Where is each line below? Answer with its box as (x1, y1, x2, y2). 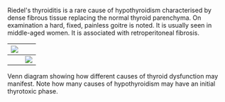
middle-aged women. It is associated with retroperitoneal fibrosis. (7, 28, 200, 37)
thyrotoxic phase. (7, 87, 58, 95)
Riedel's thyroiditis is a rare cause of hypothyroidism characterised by (7, 6, 212, 14)
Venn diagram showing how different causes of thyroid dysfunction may (7, 72, 219, 80)
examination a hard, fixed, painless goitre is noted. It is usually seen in (7, 21, 212, 29)
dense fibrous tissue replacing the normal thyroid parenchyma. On (7, 13, 202, 22)
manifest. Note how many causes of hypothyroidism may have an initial (7, 79, 216, 88)
